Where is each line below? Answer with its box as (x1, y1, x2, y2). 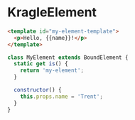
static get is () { (13, 60, 69, 67)
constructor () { (13, 87, 62, 94)
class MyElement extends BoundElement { (7, 54, 129, 61)
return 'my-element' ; (20, 67, 84, 75)
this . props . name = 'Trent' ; (20, 93, 103, 100)
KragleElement (7, 4, 97, 21)
